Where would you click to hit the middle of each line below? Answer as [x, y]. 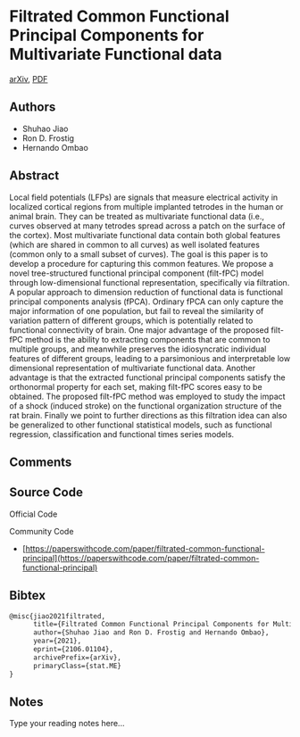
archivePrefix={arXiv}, [77, 658]
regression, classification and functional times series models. [122, 434]
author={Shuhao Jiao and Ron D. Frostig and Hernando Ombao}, [151, 633]
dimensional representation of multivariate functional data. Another [133, 368]
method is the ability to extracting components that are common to [148, 339]
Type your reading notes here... [67, 724]
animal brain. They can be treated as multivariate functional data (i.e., [137, 216]
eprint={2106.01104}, [73, 650]
